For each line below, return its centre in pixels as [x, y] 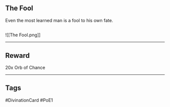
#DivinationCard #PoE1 [29, 100]
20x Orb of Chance [25, 68]
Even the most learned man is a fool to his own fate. [59, 20]
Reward [18, 56]
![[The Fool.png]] [23, 35]
